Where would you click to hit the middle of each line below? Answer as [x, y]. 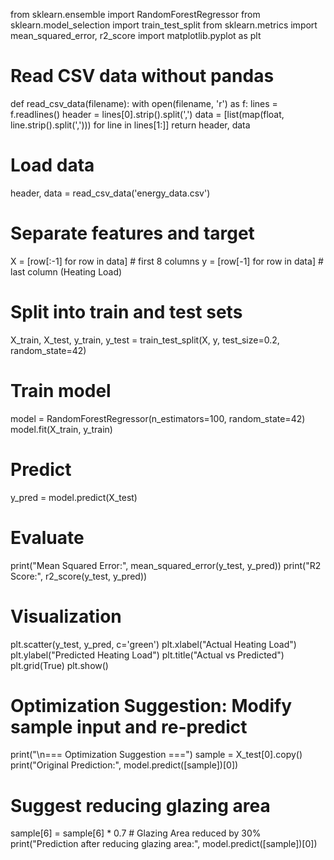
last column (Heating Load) [66, 271]
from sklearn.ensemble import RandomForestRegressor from [135, 14]
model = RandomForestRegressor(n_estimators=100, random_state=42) [158, 418]
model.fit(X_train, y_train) [61, 429]
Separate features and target [132, 233]
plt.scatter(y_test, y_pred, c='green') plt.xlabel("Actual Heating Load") [153, 644]
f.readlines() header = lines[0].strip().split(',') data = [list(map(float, [147, 114]
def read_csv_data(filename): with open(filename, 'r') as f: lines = [144, 103]
